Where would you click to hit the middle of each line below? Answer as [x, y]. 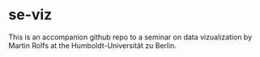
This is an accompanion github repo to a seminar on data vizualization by [130, 37]
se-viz [30, 15]
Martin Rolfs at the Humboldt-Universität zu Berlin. [92, 45]
